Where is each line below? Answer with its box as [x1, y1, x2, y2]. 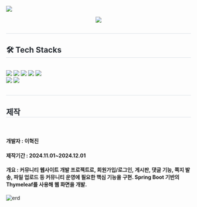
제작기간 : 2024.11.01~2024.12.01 [6, 152, 86, 159]
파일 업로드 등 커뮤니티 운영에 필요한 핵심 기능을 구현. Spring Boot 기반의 [13, 174, 180, 181]
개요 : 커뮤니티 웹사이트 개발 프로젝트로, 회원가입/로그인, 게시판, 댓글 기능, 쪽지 [6, 167, 185, 174]
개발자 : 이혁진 [6, 137, 39, 144]
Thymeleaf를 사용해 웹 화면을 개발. [6, 181, 87, 188]
